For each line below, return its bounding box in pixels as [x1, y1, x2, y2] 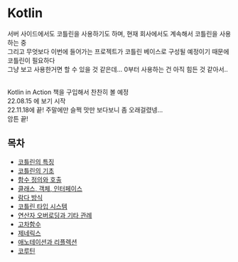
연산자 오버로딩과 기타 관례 [17, 211, 92, 219]
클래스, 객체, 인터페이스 [17, 184, 83, 193]
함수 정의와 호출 [17, 175, 62, 184]
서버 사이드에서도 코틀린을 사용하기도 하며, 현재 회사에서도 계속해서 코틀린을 [7, 29, 218, 38]
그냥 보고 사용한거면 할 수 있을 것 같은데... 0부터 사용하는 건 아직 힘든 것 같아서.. [7, 65, 229, 73]
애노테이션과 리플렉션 [17, 237, 77, 246]
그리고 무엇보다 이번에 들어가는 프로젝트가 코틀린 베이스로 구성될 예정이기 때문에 [7, 47, 229, 56]
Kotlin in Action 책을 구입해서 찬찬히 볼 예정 [7, 88, 129, 96]
